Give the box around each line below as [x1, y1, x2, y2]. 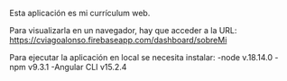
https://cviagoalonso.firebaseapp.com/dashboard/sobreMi [9, 35, 227, 45]
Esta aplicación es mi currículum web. [9, 8, 151, 18]
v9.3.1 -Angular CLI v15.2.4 [28, 62, 127, 72]
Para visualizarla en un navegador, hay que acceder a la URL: [9, 25, 237, 35]
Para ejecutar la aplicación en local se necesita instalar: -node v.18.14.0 [9, 52, 273, 62]
